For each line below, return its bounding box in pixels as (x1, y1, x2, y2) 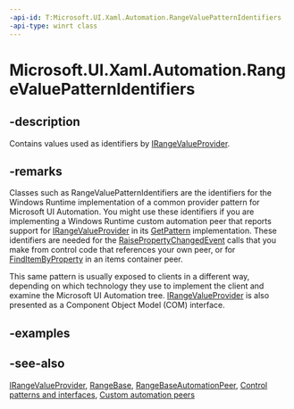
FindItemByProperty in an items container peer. (9, 254, 183, 264)
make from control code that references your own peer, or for (9, 245, 236, 255)
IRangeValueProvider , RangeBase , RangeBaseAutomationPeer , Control (9, 380, 268, 390)
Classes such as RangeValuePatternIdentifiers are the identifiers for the (9, 188, 273, 198)
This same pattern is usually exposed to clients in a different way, (9, 271, 250, 282)
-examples (9, 325, 71, 340)
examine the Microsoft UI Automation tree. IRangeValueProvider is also (9, 290, 270, 301)
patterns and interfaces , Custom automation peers (9, 389, 195, 400)
